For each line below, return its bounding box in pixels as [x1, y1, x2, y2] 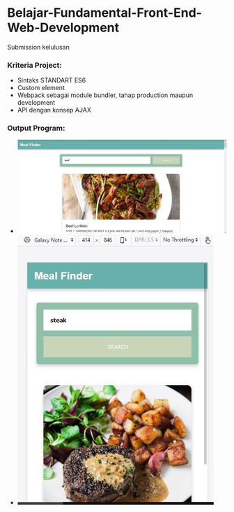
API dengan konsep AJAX [17, 106, 92, 115]
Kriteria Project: [7, 60, 63, 70]
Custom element [17, 84, 65, 92]
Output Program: [7, 124, 65, 133]
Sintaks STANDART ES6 [17, 76, 86, 85]
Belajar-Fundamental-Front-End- [7, 5, 202, 21]
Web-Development [7, 20, 120, 36]
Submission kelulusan [7, 43, 70, 51]
